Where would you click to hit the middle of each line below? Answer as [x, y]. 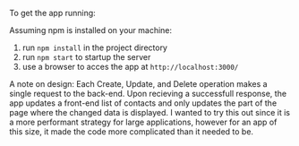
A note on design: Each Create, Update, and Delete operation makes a [138, 84]
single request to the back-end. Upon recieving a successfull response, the [148, 94]
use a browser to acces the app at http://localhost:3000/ [130, 67]
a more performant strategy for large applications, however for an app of [143, 122]
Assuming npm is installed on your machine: [91, 30]
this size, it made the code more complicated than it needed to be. [131, 132]
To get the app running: [52, 13]
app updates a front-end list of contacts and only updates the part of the [143, 103]
